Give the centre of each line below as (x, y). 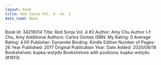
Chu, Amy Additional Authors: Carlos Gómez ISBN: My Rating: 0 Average (78, 37)
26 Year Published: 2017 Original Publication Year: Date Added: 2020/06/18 (81, 47)
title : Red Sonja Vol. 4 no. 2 (38, 14)
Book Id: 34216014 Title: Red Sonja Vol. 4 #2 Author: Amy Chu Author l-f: (78, 32)
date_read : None (21, 18)
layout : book (18, 9)
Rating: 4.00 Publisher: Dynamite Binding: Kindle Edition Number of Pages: (80, 42)
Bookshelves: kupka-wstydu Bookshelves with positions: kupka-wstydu (77, 52)
